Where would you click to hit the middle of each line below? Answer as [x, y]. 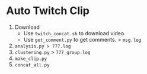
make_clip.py [31, 59]
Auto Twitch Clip [48, 11]
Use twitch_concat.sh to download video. [74, 33]
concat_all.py [32, 65]
